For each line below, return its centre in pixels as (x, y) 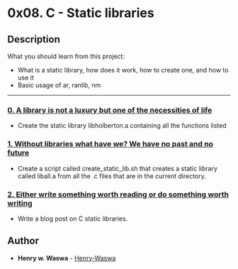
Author (23, 241)
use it (25, 77)
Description (34, 39)
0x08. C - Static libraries (81, 13)
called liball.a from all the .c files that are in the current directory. (112, 176)
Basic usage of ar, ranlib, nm (59, 85)
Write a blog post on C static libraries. (73, 219)
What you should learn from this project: (66, 56)
